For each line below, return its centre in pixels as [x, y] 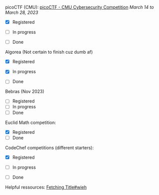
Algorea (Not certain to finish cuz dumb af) [49, 52]
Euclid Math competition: [31, 122]
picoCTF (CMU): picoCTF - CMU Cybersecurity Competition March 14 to [79, 7]
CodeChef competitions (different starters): [49, 147]
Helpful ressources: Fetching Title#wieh [46, 187]
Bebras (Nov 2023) [25, 92]
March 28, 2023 [22, 12]
